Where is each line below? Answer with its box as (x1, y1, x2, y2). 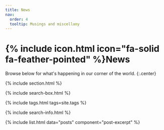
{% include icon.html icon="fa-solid (5, 43, 159, 54)
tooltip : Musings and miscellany (10, 21, 80, 27)
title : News (5, 7, 30, 13)
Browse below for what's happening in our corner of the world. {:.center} (5, 71, 156, 77)
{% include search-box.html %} (5, 90, 71, 96)
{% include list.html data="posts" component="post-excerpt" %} (5, 119, 140, 125)
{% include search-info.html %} (5, 109, 71, 116)
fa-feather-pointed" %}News (5, 54, 130, 66)
